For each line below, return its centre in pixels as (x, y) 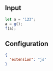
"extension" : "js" (28, 60)
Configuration (27, 44)
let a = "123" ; (20, 19)
